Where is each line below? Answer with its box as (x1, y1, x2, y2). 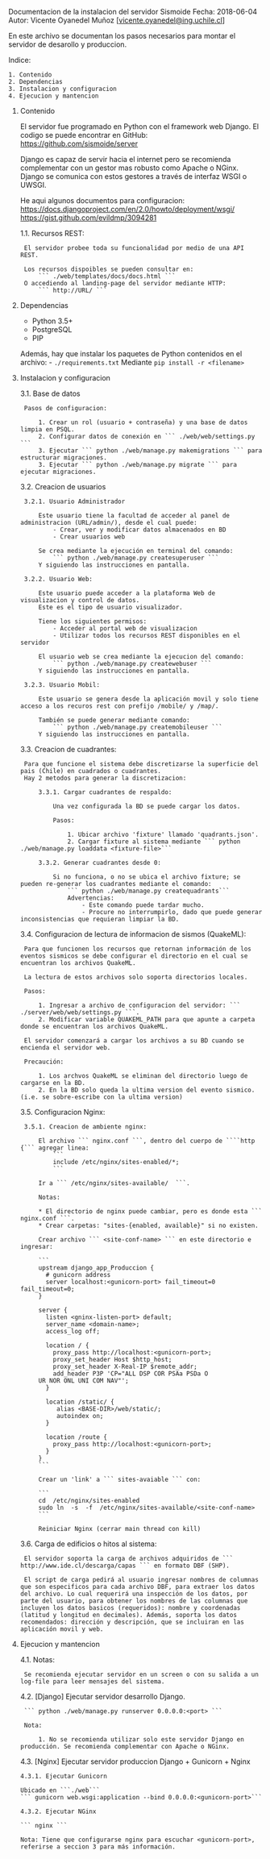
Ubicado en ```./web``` (19, 1786, 101, 1795)
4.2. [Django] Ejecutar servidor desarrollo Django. (19, 1692, 185, 1701)
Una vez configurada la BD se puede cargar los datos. (52, 802, 241, 810)
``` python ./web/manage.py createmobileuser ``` (52, 723, 223, 731)
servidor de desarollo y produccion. (8, 40, 127, 49)
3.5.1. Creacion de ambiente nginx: (23, 1123, 147, 1131)
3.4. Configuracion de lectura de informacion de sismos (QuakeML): (19, 929, 247, 938)
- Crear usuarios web (52, 533, 126, 541)
